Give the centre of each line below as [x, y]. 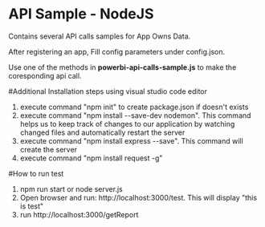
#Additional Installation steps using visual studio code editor [108, 91]
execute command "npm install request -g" [91, 158]
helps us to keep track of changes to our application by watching [127, 124]
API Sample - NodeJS [81, 14]
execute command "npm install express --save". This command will [131, 140]
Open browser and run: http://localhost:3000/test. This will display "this [139, 197]
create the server [49, 149]
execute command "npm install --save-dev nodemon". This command [135, 115]
